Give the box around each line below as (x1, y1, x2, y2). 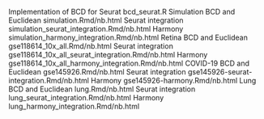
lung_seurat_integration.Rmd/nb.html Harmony (8, 93, 164, 102)
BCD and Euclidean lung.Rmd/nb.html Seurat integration (8, 84, 196, 94)
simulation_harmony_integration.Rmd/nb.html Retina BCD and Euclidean (8, 32, 249, 42)
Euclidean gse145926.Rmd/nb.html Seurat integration (8, 67, 186, 76)
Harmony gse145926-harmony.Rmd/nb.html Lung (90, 76, 257, 85)
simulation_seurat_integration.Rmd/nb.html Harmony (8, 24, 184, 33)
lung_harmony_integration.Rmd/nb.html (8, 101, 140, 111)
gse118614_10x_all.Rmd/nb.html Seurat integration (8, 41, 174, 51)
